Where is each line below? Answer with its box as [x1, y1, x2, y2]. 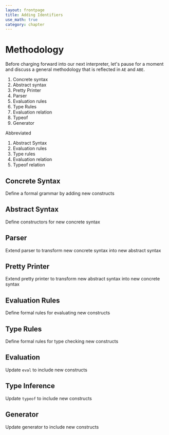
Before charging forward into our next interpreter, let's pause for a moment [5, 61, 164, 67]
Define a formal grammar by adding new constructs [5, 191, 115, 196]
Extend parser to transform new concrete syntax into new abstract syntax [5, 247, 161, 253]
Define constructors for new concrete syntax [5, 219, 100, 225]
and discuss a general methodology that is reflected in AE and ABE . [5, 66, 145, 72]
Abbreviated [5, 130, 32, 136]
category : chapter [5, 22, 45, 27]
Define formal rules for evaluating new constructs [5, 310, 110, 316]
